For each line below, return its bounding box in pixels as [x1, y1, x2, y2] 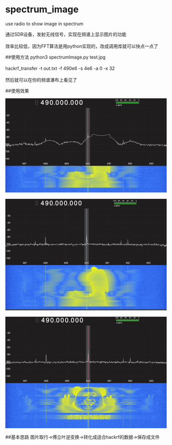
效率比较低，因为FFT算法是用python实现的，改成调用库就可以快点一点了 [5, 43, 159, 49]
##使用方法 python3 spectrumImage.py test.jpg [5, 54, 106, 60]
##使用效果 [5, 87, 29, 94]
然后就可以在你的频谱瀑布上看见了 [5, 77, 77, 83]
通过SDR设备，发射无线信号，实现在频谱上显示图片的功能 [5, 31, 127, 37]
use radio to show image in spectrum [5, 21, 83, 27]
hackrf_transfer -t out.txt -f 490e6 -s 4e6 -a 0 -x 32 [5, 65, 115, 71]
